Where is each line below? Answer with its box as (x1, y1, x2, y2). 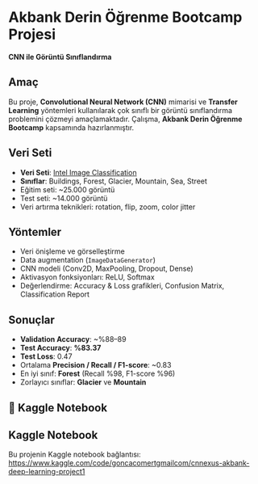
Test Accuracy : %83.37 (19, 343, 102, 353)
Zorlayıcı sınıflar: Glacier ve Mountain (19, 377, 147, 387)
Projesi (8, 25, 56, 44)
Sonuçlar (8, 313, 55, 326)
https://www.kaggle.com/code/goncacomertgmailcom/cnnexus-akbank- (8, 458, 250, 468)
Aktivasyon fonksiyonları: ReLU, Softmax (19, 272, 155, 282)
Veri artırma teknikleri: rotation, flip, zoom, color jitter (19, 202, 196, 212)
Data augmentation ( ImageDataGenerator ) (19, 255, 156, 265)
